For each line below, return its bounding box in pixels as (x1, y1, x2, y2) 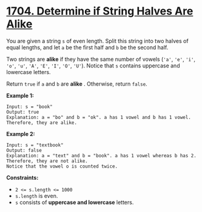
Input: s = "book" (6, 103, 53, 110)
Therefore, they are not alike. (6, 158, 88, 164)
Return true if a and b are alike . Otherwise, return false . (6, 80, 147, 87)
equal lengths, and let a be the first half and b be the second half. (6, 44, 169, 51)
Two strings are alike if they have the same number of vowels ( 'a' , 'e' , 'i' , (6, 55, 196, 63)
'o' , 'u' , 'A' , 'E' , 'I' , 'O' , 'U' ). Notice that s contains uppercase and (6, 62, 180, 69)
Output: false (6, 147, 42, 153)
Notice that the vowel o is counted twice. (6, 163, 118, 169)
